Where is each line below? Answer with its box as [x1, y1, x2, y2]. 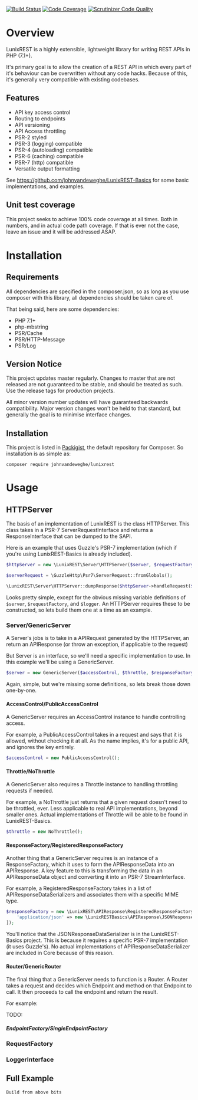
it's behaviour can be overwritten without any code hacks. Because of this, [6, 70, 188, 77]
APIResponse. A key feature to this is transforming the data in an [6, 867, 163, 874]
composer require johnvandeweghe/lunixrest [6, 462, 115, 468]
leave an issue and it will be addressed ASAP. [6, 228, 117, 235]
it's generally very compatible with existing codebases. [6, 75, 140, 83]
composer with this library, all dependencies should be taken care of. [6, 294, 174, 301]
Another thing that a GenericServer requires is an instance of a [6, 855, 159, 862]
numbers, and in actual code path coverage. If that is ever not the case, [6, 222, 180, 229]
